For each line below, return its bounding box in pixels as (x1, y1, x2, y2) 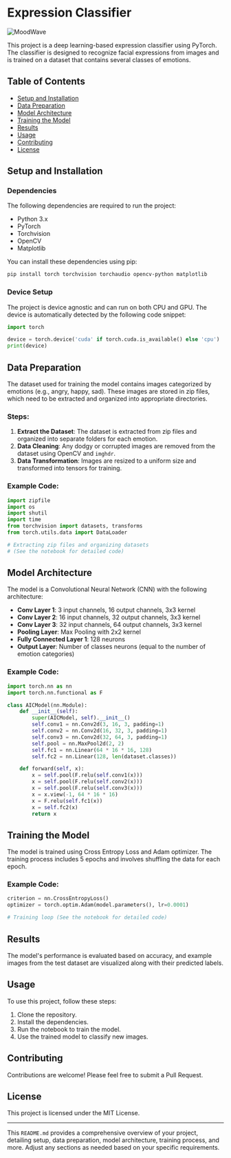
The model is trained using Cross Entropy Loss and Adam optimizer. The (7, 848, 212, 856)
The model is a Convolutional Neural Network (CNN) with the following (7, 585, 208, 594)
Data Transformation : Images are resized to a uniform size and (16, 457, 197, 465)
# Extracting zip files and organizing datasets (7, 541, 149, 548)
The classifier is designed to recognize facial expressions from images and (7, 48, 219, 57)
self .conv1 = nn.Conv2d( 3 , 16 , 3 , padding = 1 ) (32, 721, 165, 728)
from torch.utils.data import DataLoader (7, 529, 128, 536)
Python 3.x (16, 215, 48, 223)
